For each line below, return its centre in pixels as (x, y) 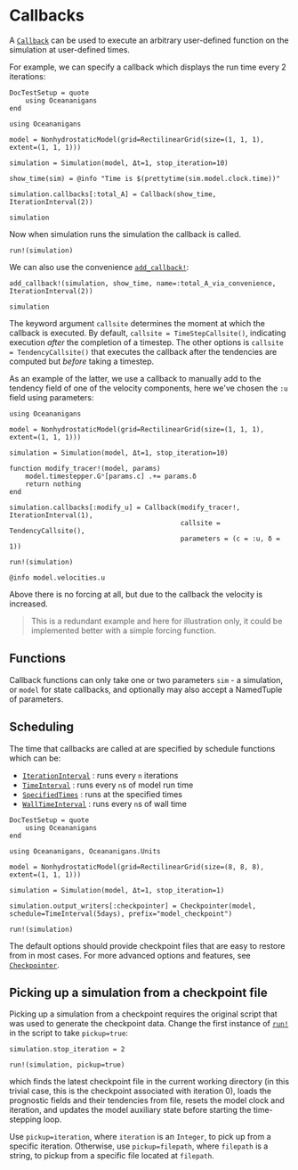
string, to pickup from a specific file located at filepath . (112, 1156)
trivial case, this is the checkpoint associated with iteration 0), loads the (141, 1091)
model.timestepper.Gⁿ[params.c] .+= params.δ (111, 476)
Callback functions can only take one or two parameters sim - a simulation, (146, 680)
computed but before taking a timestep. (82, 361)
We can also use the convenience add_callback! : (99, 267)
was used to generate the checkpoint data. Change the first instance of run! (149, 1024)
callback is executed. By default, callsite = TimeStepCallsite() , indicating (148, 333)
